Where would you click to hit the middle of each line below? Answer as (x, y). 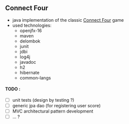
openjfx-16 (31, 30)
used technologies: (32, 25)
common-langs (35, 78)
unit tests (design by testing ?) (43, 100)
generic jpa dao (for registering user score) (56, 106)
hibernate (30, 72)
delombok (30, 41)
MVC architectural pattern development (53, 111)
